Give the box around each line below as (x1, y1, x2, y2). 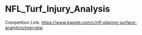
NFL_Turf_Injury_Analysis (5, 3, 110, 15)
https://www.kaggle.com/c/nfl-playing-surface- (41, 19, 137, 25)
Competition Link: (5, 19, 40, 25)
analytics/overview (5, 24, 43, 30)
